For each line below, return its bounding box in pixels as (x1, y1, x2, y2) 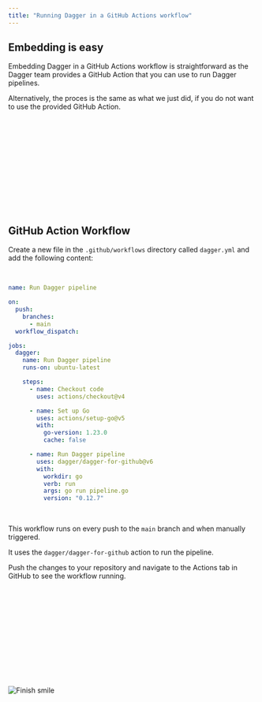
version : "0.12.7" (43, 495, 104, 502)
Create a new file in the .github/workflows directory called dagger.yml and (8, 245, 250, 255)
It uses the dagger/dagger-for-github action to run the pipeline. (8, 547, 215, 557)
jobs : (8, 342, 26, 349)
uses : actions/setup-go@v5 (36, 414, 125, 422)
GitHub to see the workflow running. (8, 571, 126, 581)
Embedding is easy (8, 41, 104, 54)
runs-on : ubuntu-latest (22, 364, 101, 372)
